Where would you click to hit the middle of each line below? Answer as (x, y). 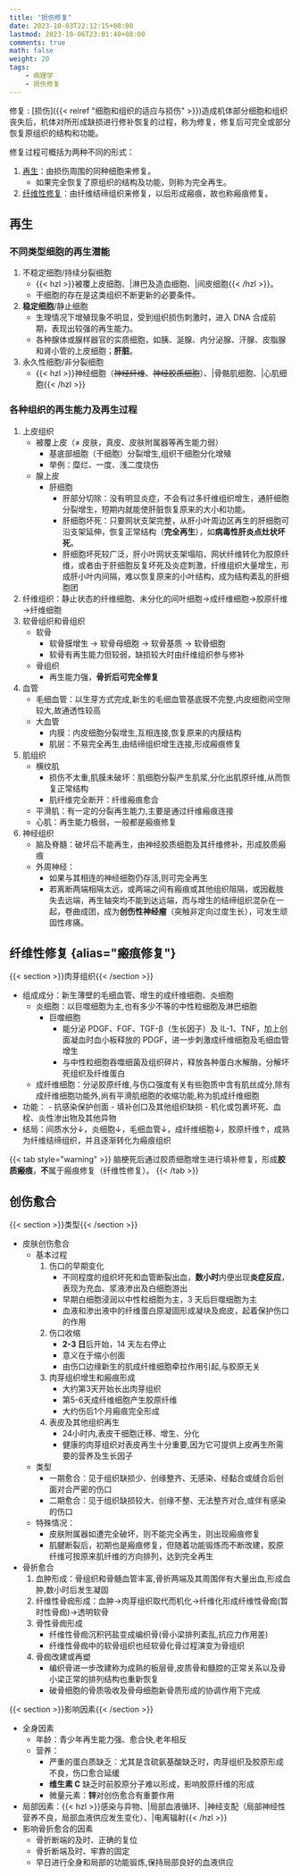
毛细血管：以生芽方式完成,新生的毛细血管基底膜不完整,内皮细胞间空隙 (163, 699)
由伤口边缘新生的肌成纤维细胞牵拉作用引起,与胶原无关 (161, 1367)
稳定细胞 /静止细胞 (55, 306)
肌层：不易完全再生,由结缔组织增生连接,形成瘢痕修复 (145, 743)
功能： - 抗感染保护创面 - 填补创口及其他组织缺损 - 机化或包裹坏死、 (148, 1107)
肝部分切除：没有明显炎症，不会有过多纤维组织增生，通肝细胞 (176, 498)
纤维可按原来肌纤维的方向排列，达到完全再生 (131, 1556)
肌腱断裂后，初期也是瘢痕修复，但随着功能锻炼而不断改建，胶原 (166, 1545)
